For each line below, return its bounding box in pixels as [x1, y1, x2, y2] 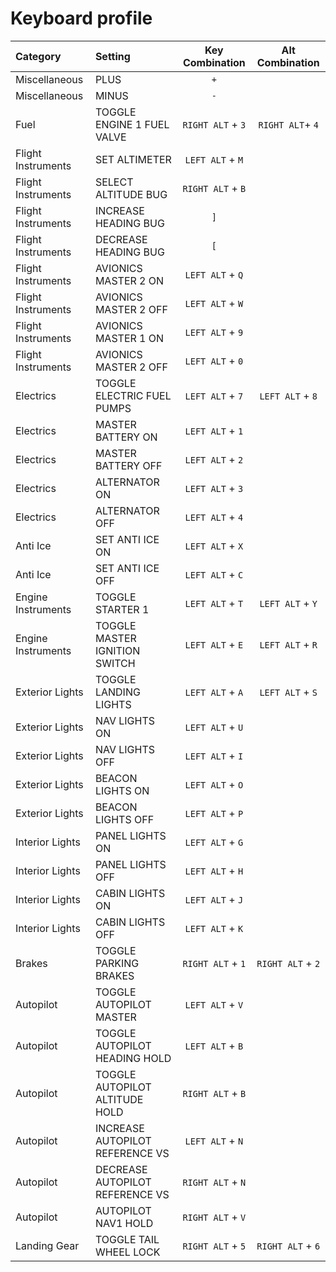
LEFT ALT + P [184, 806, 244, 820]
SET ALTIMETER [94, 152, 172, 166]
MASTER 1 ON [94, 331, 165, 345]
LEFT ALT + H [184, 863, 244, 877]
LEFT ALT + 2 [184, 452, 244, 466]
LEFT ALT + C [184, 567, 244, 581]
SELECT [94, 175, 134, 189]
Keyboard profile [10, 7, 153, 30]
